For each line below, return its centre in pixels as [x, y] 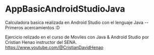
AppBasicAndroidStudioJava [65, 9]
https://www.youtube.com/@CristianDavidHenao [54, 47]
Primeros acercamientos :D [33, 27]
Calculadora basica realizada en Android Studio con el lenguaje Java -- [77, 22]
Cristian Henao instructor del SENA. [41, 42]
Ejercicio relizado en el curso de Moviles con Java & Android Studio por [77, 37]
